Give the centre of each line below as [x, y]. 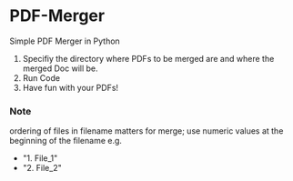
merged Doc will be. [60, 68]
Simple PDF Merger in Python [65, 41]
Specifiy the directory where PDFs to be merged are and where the [148, 58]
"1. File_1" [40, 158]
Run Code [41, 77]
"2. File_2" [42, 168]
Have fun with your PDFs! [71, 87]
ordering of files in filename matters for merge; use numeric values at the [146, 131]
